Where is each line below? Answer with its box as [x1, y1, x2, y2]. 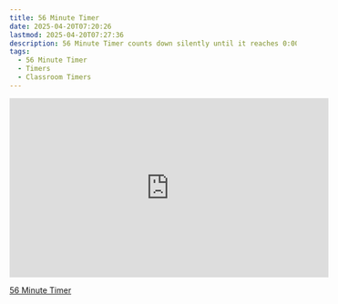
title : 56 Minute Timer [9, 13, 100, 23]
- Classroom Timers [17, 73, 92, 82]
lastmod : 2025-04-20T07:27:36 [9, 30, 125, 39]
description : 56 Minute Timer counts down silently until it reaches [9, 38, 280, 48]
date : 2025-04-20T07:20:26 [9, 22, 112, 31]
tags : [9, 47, 30, 56]
